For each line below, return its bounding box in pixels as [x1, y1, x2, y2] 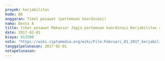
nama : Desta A [5, 21, 34, 26]
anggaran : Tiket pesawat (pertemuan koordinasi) [5, 16, 107, 21]
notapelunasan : [5, 48, 36, 53]
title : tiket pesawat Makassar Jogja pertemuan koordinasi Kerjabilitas [5, 26, 157, 30]
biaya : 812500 [5, 35, 34, 40]
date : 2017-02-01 [5, 30, 41, 35]
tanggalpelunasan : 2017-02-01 [5, 44, 67, 49]
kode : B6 [5, 12, 23, 17]
